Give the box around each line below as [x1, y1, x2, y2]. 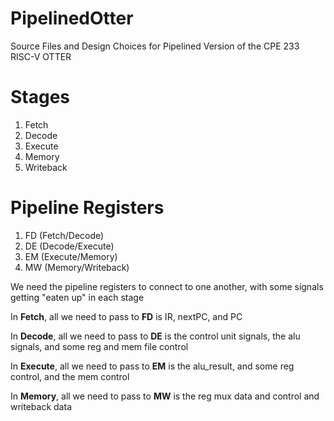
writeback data [10, 400, 72, 412]
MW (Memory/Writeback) [24, 261, 130, 273]
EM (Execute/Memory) [24, 250, 118, 262]
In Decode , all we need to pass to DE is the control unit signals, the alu [10, 330, 301, 342]
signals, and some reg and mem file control [10, 340, 189, 352]
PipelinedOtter [10, 7, 134, 30]
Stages [10, 86, 71, 109]
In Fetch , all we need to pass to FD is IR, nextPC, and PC [10, 310, 243, 322]
